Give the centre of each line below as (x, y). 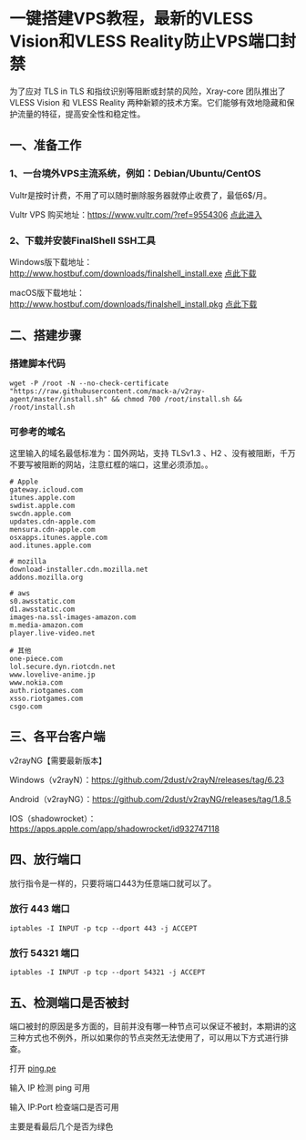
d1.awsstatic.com (42, 609)
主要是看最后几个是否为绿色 (61, 1126)
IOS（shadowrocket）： (53, 818)
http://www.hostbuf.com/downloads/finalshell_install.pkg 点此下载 (133, 304)
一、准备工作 (46, 145)
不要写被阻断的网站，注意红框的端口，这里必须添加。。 (111, 464)
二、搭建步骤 (46, 336)
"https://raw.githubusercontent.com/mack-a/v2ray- (107, 391)
